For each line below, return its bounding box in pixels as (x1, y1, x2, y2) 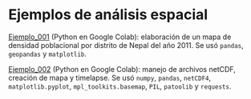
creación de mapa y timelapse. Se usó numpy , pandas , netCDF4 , (8, 73, 212, 82)
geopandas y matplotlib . (8, 49, 87, 58)
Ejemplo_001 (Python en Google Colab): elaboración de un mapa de (8, 32, 232, 42)
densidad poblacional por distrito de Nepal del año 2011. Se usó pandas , (8, 40, 245, 49)
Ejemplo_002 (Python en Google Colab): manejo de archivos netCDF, (8, 64, 237, 73)
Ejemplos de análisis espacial (8, 6, 208, 24)
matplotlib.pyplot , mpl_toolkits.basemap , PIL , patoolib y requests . (8, 81, 232, 91)
